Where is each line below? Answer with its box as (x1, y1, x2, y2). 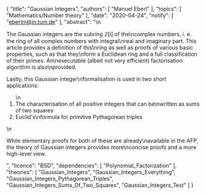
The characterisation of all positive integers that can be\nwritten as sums (15, 101, 200, 107)
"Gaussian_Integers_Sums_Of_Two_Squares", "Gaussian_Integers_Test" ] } (6, 182, 194, 189)
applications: (6, 82, 39, 89)
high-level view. (6, 150, 46, 157)
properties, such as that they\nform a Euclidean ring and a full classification (6, 50, 197, 58)
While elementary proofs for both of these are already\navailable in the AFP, (6, 137, 199, 144)
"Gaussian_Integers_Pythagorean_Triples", (6, 175, 113, 182)
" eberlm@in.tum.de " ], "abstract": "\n (6, 18, 101, 25)
